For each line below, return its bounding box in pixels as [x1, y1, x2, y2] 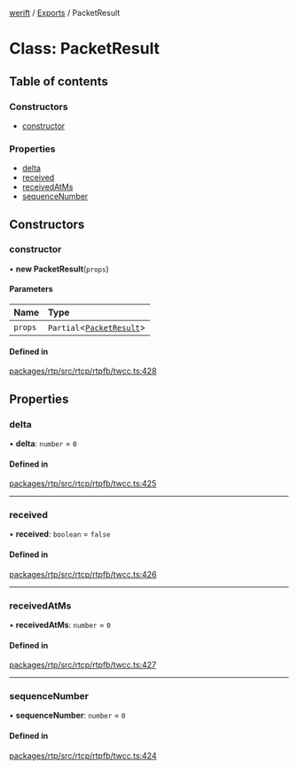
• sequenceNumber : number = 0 [9, 710, 126, 721]
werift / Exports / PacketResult [9, 8, 121, 18]
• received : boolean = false [9, 529, 111, 539]
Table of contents [9, 74, 108, 89]
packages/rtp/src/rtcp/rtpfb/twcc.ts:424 [9, 750, 157, 761]
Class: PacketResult [9, 39, 161, 59]
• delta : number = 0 [9, 438, 77, 449]
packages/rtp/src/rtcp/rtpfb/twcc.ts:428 [9, 365, 157, 376]
